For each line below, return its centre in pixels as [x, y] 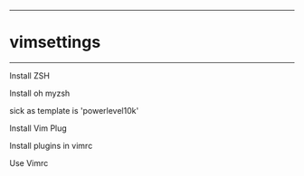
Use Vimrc [29, 162]
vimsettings [55, 42]
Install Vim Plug [38, 128]
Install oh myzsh [40, 93]
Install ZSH [29, 75]
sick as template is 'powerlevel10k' [74, 110]
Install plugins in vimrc [51, 145]
